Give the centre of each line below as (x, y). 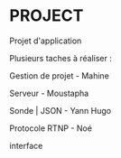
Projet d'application (46, 41)
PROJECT (47, 16)
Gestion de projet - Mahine (60, 75)
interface (26, 145)
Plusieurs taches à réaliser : (61, 58)
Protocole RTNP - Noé (51, 128)
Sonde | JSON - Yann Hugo (60, 110)
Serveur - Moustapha (49, 93)
